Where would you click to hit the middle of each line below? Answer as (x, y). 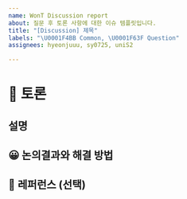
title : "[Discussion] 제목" (53, 30)
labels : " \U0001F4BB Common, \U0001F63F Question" (94, 38)
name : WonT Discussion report (58, 16)
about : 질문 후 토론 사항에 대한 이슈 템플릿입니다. (82, 23)
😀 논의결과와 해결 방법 (61, 156)
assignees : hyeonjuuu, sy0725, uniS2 (71, 45)
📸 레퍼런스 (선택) (47, 185)
